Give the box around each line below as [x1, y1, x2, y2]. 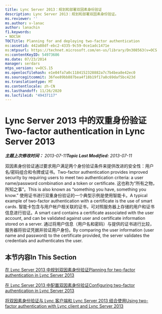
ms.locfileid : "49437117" [5, 93, 57, 98]
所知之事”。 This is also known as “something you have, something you [5, 186, 146, 192]
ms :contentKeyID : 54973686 [5, 52, 60, 57]
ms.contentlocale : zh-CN [5, 83, 55, 89]
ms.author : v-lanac [5, 20, 45, 26]
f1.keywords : [5, 30, 32, 34]
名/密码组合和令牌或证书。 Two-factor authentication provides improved [5, 169, 148, 175]
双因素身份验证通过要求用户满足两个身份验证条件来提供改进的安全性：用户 [5, 163, 154, 169]
